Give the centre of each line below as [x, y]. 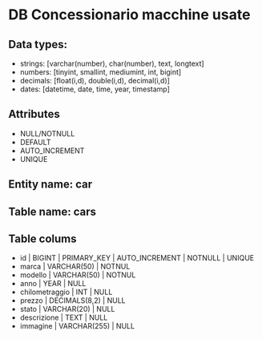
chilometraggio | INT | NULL [66, 292]
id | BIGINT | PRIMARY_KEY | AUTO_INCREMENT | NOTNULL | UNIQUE [137, 258]
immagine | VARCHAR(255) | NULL [77, 326]
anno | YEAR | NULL [53, 284]
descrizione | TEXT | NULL [64, 317]
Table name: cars [52, 211]
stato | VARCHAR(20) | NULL [67, 309]
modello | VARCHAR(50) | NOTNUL [78, 275]
